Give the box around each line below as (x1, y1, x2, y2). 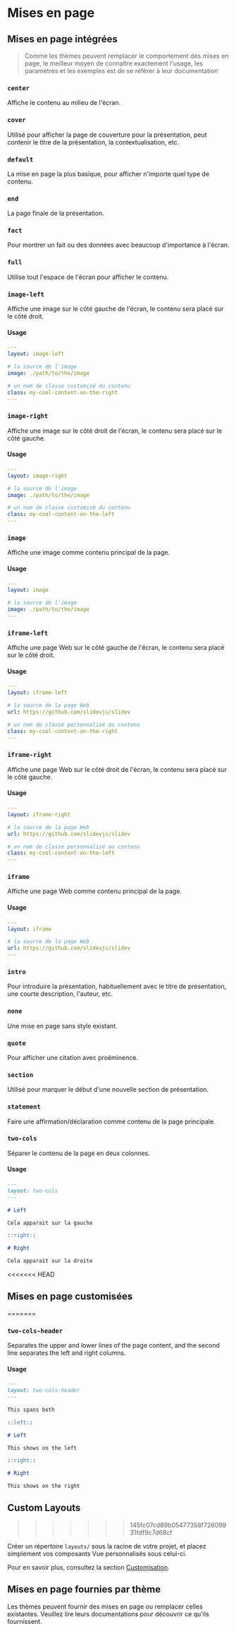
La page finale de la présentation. (7, 209, 104, 218)
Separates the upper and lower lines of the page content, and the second (7, 1341, 221, 1350)
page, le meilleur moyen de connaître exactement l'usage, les (24, 59, 203, 68)
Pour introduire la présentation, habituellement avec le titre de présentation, (7, 982, 227, 991)
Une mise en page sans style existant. (7, 1021, 118, 1030)
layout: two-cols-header (7, 1387, 80, 1394)
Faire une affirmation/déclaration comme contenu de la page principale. (7, 1117, 216, 1126)
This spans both (7, 1406, 55, 1413)
